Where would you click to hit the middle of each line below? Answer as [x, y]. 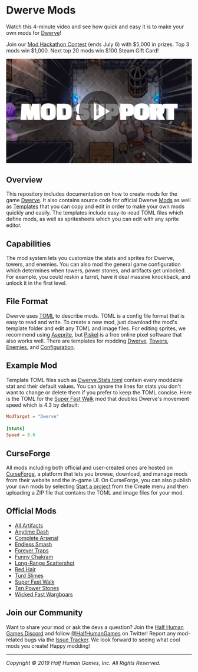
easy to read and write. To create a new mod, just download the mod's [92, 322]
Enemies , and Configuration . [41, 347]
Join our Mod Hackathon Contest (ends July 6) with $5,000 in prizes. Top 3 [98, 44]
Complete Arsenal [37, 538]
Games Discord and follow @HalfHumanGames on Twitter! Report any [91, 633]
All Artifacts [29, 525]
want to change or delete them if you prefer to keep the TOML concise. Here [99, 392]
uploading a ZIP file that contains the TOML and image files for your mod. [95, 493]
